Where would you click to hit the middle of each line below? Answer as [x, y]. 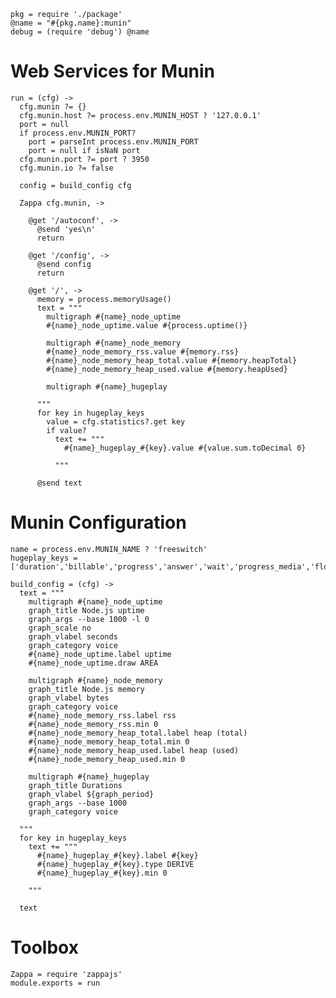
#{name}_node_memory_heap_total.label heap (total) [138, 733]
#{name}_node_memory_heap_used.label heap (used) [134, 750]
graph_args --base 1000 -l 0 [89, 619]
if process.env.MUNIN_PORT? [78, 133]
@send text [59, 483]
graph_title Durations [75, 785]
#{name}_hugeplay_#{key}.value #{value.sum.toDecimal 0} [185, 448]
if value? [66, 430]
